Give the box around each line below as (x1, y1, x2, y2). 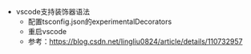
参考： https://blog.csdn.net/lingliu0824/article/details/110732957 (27, 37, 243, 46)
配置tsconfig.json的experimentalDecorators (27, 17, 172, 26)
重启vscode (27, 27, 67, 36)
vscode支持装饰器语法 (15, 7, 91, 16)
